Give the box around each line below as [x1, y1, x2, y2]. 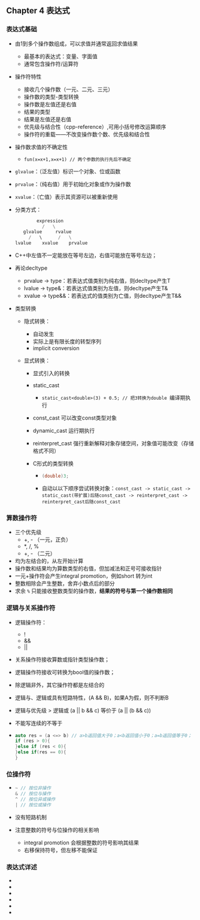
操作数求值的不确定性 [14, 143, 68, 150]
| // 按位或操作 [14, 802, 51, 808]
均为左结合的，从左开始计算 [14, 557, 84, 565]
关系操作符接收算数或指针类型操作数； [14, 656, 110, 663]
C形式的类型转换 [32, 460, 74, 467]
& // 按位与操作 [14, 791, 51, 797]
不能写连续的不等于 [14, 719, 63, 726]
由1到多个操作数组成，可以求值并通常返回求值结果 [14, 40, 138, 47]
